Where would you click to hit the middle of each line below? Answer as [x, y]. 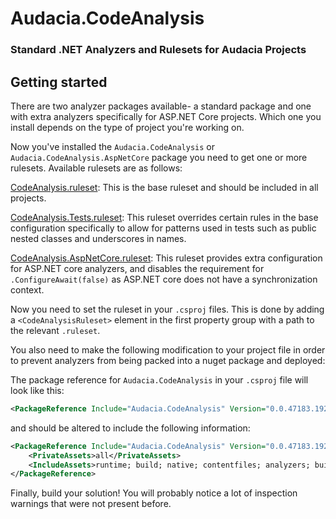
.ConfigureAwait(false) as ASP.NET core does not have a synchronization [164, 279]
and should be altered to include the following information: [130, 428]
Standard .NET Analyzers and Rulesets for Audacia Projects [158, 50]
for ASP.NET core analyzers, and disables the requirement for [137, 268]
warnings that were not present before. [91, 504]
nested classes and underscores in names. [98, 238]
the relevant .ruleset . [55, 330]
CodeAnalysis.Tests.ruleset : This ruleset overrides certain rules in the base [164, 217]
